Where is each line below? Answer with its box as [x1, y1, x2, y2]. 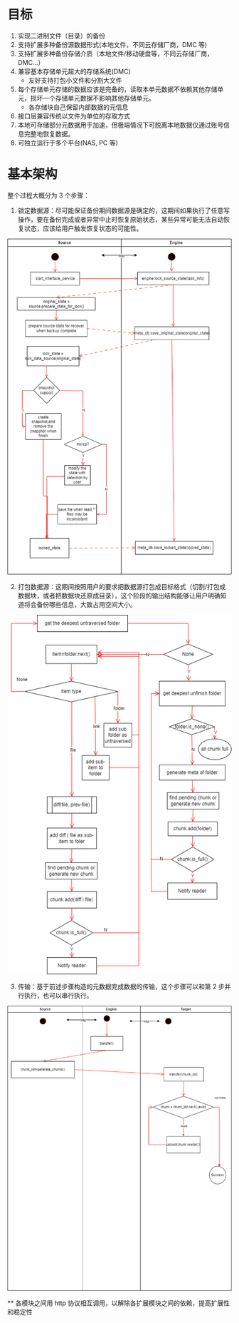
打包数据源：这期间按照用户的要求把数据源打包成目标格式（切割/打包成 [17, 583, 226, 591]
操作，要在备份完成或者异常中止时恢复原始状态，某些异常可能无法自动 [17, 215, 224, 223]
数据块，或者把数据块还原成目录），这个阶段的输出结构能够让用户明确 [17, 591, 221, 600]
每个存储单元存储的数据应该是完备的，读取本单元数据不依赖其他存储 [17, 85, 218, 93]
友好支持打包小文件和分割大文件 [28, 76, 122, 84]
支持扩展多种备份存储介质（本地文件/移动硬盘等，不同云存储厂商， [17, 49, 213, 58]
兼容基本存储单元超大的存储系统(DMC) [17, 67, 131, 76]
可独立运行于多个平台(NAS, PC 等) [17, 138, 119, 147]
